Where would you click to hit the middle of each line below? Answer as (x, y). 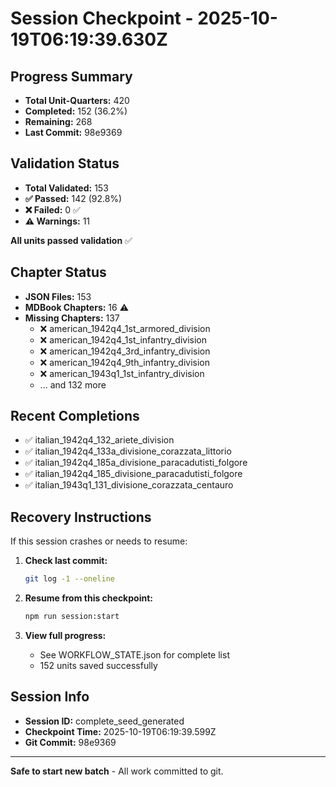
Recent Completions (75, 416)
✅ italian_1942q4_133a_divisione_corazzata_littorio (128, 451)
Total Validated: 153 (66, 188)
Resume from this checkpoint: (88, 598)
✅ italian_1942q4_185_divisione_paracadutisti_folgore (133, 474)
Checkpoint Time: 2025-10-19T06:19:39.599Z (120, 731)
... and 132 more (73, 384)
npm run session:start (72, 617)
